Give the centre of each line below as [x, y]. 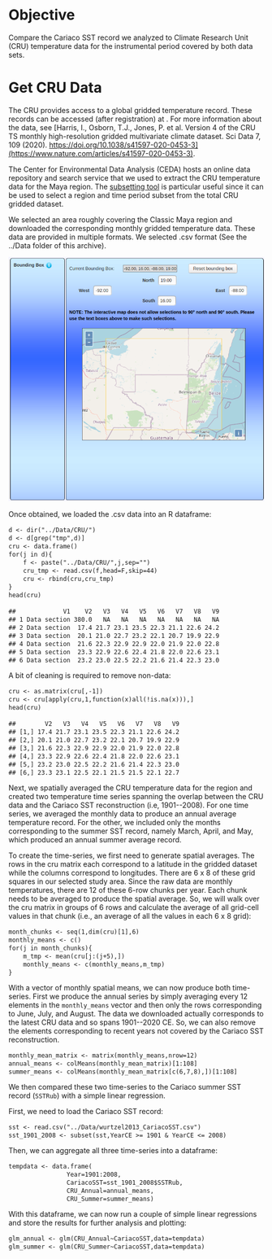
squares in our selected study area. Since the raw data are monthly [121, 881]
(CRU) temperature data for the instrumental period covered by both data [131, 46]
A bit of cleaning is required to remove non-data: [90, 675]
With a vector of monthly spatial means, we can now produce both [120, 988]
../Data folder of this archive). [58, 245]
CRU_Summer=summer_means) [110, 1199]
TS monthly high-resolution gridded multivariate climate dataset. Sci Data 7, [135, 136]
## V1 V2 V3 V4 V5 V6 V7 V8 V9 [114, 612]
